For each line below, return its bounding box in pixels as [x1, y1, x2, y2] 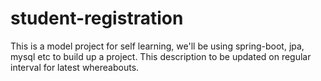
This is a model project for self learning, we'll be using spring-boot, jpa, [10, 40, 305, 52]
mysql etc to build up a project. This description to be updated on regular [10, 50, 312, 62]
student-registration [10, 7, 184, 30]
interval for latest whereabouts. [10, 61, 140, 73]
